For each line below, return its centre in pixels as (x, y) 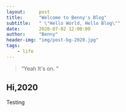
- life (25, 51)
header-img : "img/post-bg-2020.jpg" (52, 40)
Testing (16, 102)
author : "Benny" (32, 35)
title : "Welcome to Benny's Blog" (57, 18)
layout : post (28, 12)
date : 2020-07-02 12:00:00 (48, 29)
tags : (13, 46)
